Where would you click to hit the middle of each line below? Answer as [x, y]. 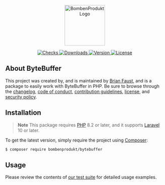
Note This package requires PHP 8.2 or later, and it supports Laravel [89, 125]
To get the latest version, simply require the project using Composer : [76, 140]
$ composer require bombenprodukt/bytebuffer [54, 149]
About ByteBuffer [33, 68]
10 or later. [29, 130]
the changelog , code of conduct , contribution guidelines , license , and [77, 91]
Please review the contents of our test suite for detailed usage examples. [81, 177]
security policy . [21, 97]
